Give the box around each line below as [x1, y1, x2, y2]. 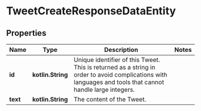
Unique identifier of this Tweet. [74, 55, 160, 64]
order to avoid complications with [74, 70, 167, 79]
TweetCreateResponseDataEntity [6, 4, 176, 18]
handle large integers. [74, 85, 135, 94]
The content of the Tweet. [74, 95, 147, 103]
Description [103, 46, 139, 54]
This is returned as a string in [74, 63, 156, 71]
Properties [6, 28, 47, 38]
